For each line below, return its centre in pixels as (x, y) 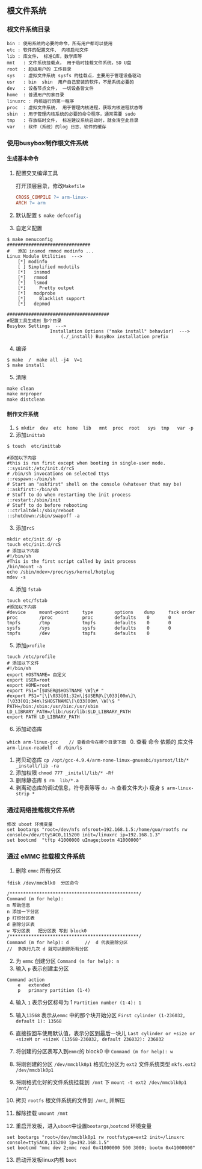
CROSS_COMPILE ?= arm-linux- (52, 197)
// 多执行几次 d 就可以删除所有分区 (48, 949)
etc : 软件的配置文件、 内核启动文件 (48, 50)
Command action (26, 980)
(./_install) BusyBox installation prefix (115, 336)
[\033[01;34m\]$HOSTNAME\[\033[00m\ (53, 701)
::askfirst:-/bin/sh (33, 490)
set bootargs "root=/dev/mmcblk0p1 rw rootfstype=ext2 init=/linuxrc (96, 1137)
